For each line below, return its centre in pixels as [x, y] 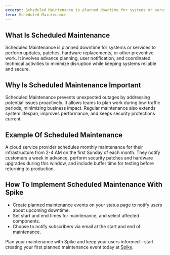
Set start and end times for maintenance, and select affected [76, 215]
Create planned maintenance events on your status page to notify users [87, 205]
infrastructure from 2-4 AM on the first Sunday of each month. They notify [83, 152]
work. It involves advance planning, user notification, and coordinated [78, 58]
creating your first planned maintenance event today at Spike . [70, 247]
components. [26, 221]
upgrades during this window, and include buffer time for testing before [80, 163]
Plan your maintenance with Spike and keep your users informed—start [79, 241]
